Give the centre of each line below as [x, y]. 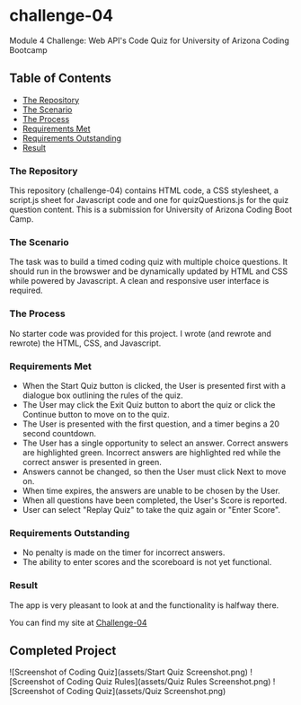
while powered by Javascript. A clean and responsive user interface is [139, 281]
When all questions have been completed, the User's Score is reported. [155, 500]
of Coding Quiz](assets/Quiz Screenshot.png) [142, 692]
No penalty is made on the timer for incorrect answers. [124, 552]
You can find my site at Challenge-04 [78, 622]
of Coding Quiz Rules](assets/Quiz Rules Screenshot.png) [164, 682]
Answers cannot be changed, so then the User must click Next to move [154, 471]
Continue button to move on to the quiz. [96, 414]
